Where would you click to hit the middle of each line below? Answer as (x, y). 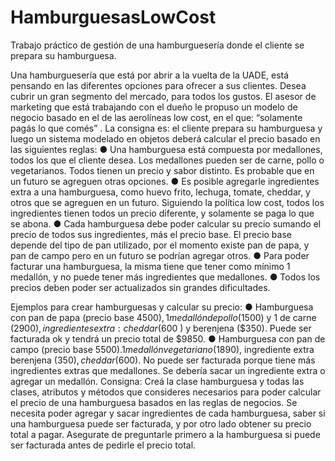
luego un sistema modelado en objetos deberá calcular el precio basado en (165, 138)
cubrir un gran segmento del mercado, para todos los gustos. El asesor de (163, 96)
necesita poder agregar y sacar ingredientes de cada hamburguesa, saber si (168, 413)
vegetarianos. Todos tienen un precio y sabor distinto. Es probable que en (162, 170)
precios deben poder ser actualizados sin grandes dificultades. (140, 287)
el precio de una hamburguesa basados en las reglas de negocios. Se (154, 402)
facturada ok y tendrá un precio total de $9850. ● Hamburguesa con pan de (168, 338)
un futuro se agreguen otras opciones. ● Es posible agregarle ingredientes (165, 181)
